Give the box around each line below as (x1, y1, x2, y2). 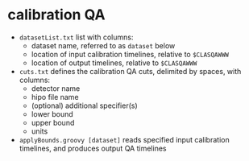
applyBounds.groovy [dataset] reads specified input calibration (19, 134, 230, 144)
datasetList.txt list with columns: (19, 32, 134, 42)
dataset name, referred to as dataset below (31, 40, 176, 50)
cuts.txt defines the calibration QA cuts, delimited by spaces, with (19, 66, 242, 76)
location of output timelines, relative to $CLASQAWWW (31, 58, 197, 68)
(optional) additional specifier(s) (31, 101, 138, 110)
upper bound (31, 118, 75, 127)
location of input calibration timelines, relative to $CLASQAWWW (31, 49, 230, 59)
